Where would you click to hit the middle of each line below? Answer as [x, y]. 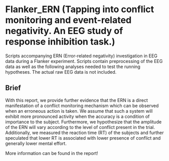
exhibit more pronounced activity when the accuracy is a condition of [78, 116]
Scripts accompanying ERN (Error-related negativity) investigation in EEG [81, 56]
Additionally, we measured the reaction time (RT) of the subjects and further [85, 133]
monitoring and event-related [68, 20]
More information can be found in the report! [52, 153]
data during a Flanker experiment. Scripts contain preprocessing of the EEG [84, 61]
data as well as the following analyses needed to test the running [73, 67]
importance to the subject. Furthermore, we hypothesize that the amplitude [83, 122]
